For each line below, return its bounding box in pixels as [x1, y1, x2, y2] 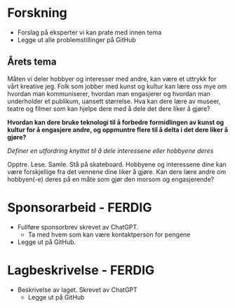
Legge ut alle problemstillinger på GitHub [17, 35, 137, 43]
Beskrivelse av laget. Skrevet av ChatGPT [17, 286, 138, 294]
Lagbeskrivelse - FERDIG [7, 262, 155, 278]
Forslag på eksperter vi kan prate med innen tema [17, 28, 162, 36]
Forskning [7, 5, 68, 21]
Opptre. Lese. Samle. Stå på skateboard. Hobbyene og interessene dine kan [7, 160, 227, 168]
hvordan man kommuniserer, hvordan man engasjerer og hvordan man [7, 89, 210, 98]
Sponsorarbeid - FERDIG [7, 199, 152, 215]
